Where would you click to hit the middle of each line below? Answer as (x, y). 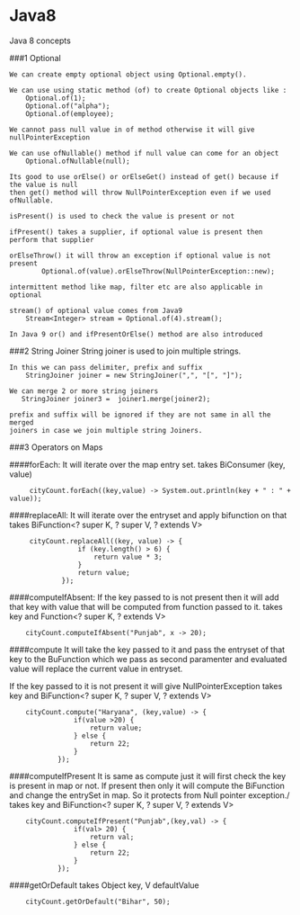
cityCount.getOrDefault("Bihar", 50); (98, 902)
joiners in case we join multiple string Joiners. (106, 430)
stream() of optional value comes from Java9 (96, 310)
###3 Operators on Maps (56, 447)
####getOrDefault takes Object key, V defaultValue (104, 885)
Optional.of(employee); (70, 113)
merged (22, 422)
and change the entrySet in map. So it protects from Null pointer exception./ (150, 795)
